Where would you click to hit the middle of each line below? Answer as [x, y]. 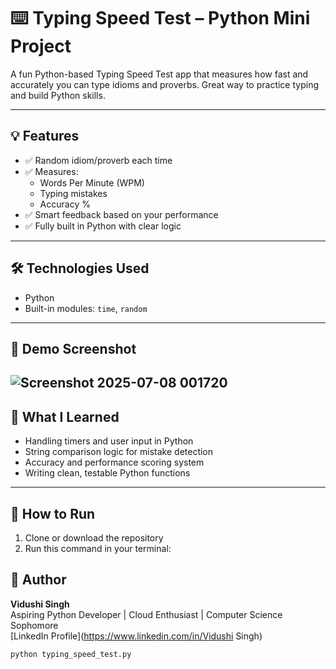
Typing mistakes [73, 193]
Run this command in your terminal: [98, 548]
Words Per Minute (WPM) [92, 182]
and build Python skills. [58, 95]
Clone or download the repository [94, 537]
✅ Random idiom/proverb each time [98, 160]
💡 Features [45, 136]
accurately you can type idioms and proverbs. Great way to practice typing [165, 84]
